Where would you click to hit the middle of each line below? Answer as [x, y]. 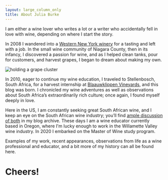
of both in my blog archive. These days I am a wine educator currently [77, 120]
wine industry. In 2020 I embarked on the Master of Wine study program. [80, 131]
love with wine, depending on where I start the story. [59, 34]
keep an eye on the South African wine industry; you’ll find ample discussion [84, 115]
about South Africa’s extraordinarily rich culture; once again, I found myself [82, 95]
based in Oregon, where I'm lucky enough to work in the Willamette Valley [81, 126]
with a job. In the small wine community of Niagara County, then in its [76, 49]
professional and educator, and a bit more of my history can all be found [79, 146]
